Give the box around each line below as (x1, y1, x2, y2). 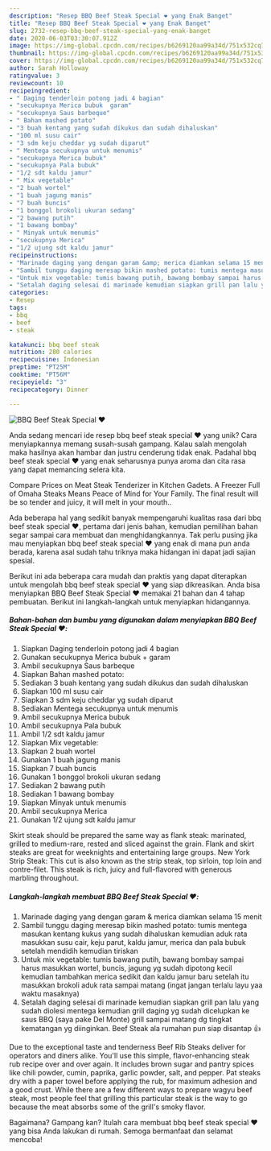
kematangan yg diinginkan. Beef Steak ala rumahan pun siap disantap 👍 (20, 1024, 261, 1033)
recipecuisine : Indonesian (9, 356, 100, 364)
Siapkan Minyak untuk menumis (20, 798, 127, 807)
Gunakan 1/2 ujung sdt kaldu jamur (20, 815, 136, 825)
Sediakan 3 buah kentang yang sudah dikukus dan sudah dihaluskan (20, 678, 248, 688)
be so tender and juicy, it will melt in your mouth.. (9, 497, 172, 507)
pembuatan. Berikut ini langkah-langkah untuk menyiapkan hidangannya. (9, 596, 252, 606)
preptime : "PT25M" (9, 363, 71, 371)
